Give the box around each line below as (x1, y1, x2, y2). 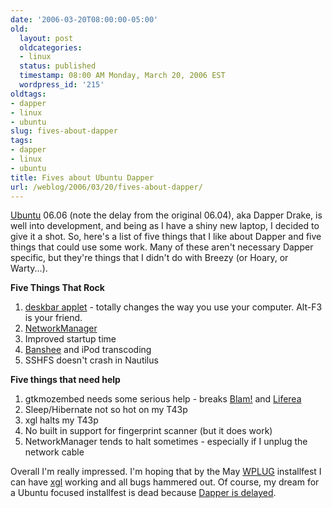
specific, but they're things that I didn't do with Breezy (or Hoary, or (10, 252, 289, 264)
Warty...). (10, 262, 48, 275)
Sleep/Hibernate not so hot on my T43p (24, 404, 188, 416)
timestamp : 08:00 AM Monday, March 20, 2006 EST (19, 71, 226, 81)
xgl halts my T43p (24, 414, 99, 426)
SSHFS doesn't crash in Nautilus (24, 354, 159, 366)
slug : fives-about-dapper (10, 126, 118, 136)
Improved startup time (24, 333, 117, 345)
